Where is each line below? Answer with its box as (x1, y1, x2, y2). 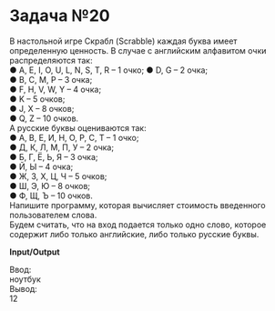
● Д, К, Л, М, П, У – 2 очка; (9, 142, 115, 153)
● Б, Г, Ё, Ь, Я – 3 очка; (9, 151, 98, 162)
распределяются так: (9, 55, 93, 65)
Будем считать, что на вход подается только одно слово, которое (9, 219, 267, 230)
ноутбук (9, 274, 41, 285)
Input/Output (9, 246, 61, 257)
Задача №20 (9, 5, 111, 26)
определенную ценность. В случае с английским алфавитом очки (9, 45, 267, 55)
